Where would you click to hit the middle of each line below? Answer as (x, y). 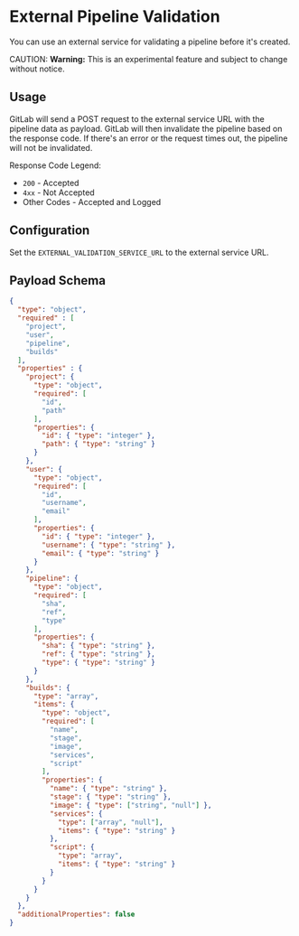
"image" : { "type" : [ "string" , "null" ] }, (131, 805)
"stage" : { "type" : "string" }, (110, 797)
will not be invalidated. (51, 147)
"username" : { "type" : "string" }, (109, 545)
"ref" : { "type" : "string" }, (98, 654)
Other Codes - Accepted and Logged (92, 201)
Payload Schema (58, 281)
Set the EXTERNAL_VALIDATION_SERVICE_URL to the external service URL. (139, 252)
